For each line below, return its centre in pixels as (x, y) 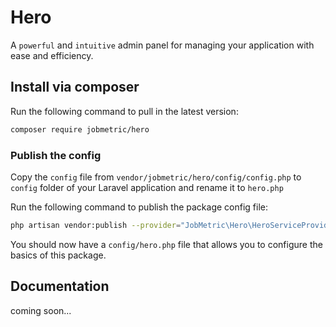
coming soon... (41, 310)
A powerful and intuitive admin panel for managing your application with (162, 45)
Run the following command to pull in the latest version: (124, 111)
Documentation (60, 286)
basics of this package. (58, 255)
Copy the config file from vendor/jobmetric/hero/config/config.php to (156, 177)
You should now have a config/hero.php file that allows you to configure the (166, 244)
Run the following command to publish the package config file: (139, 207)
